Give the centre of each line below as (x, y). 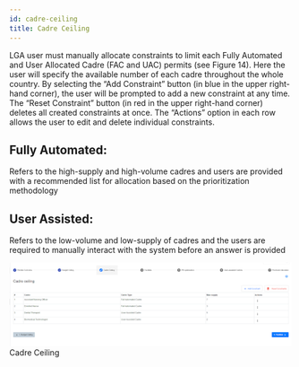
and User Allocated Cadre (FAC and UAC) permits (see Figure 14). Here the (147, 65)
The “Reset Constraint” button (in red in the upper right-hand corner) (137, 102)
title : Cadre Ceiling (50, 28)
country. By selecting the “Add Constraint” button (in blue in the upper (138, 83)
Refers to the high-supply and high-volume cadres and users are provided (146, 171)
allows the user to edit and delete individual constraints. (112, 122)
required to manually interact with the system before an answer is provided (148, 250)
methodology (34, 191)
